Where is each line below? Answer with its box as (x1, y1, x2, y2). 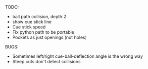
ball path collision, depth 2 (12, 14, 67, 19)
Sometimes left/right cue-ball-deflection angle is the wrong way (12, 53, 143, 59)
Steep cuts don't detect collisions (12, 59, 81, 64)
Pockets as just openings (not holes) (12, 34, 87, 40)
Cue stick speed (12, 24, 46, 30)
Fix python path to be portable (12, 29, 74, 35)
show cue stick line (12, 19, 52, 24)
